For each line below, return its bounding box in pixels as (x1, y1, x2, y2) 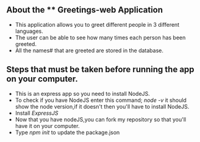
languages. (15, 27, 44, 35)
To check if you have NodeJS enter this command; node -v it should (15, 96, 187, 104)
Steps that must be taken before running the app (6, 64, 195, 75)
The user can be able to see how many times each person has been (15, 33, 186, 41)
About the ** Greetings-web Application (6, 5, 163, 15)
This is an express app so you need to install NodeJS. (15, 90, 151, 97)
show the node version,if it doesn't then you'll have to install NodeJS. (15, 103, 190, 110)
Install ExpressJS (15, 109, 59, 117)
